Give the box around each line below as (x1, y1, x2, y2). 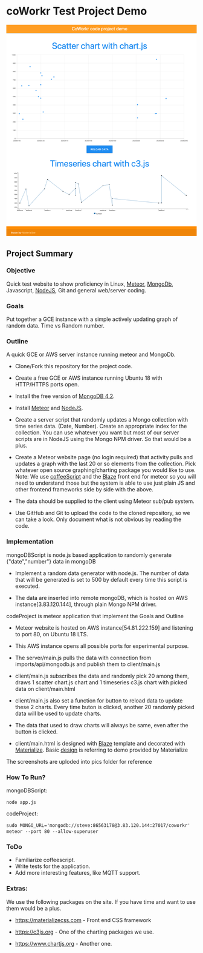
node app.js (6, 800, 36, 806)
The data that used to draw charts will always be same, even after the (14, 721, 188, 729)
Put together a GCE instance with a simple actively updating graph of (6, 315, 178, 323)
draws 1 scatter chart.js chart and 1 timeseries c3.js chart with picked (14, 678, 187, 686)
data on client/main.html (14, 685, 76, 692)
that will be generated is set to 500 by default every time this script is (14, 576, 188, 583)
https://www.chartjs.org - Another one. (14, 940, 112, 947)
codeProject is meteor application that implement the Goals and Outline (6, 612, 184, 619)
